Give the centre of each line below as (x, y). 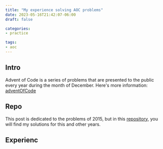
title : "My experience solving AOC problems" (54, 10)
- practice (17, 33)
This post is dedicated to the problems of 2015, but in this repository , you (82, 119)
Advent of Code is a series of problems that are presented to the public (80, 80)
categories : (18, 28)
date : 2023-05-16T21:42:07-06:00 (41, 15)
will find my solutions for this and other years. (53, 124)
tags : (11, 43)
